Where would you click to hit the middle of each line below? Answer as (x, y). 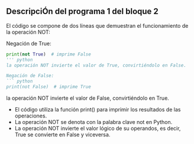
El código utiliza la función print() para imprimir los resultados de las (98, 110)
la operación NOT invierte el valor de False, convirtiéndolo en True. (88, 98)
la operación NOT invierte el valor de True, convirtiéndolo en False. (96, 65)
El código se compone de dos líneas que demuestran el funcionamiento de (97, 25)
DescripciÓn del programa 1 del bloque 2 (82, 12)
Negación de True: (29, 43)
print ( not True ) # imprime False (49, 54)
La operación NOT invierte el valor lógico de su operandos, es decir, (98, 129)
